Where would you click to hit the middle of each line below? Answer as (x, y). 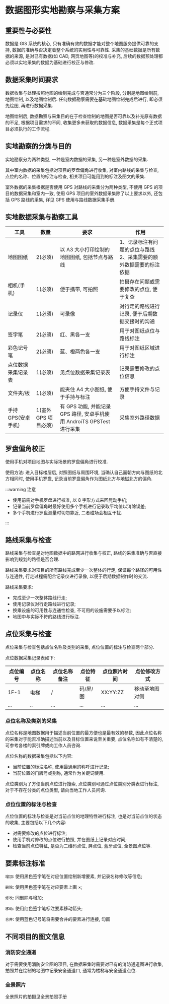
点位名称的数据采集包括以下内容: (39, 756)
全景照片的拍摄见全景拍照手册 (36, 997)
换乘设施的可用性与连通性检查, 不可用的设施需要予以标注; (72, 611)
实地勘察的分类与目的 (38, 146)
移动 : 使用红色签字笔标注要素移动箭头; (44, 909)
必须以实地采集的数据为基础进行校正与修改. (50, 62)
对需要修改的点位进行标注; (40, 833)
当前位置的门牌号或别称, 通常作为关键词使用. (58, 773)
